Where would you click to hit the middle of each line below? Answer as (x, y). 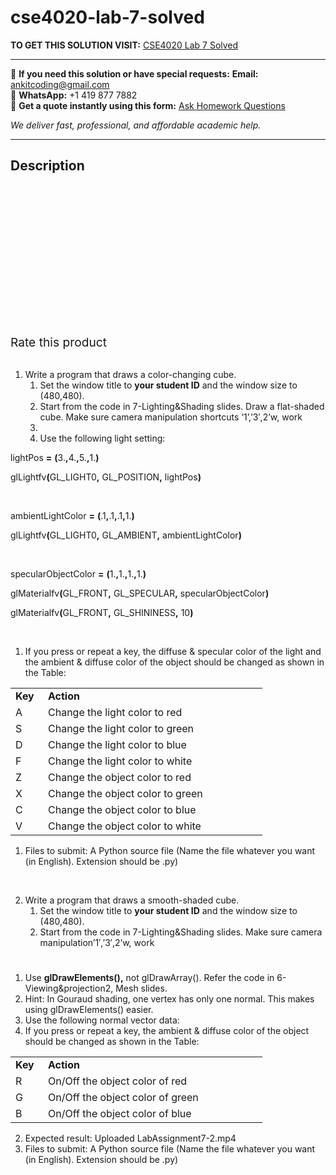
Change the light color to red (115, 712)
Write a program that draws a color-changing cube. (130, 374)
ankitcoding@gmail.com (60, 84)
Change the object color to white (125, 826)
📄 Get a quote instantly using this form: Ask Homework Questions (148, 105)
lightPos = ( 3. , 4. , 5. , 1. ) (55, 457)
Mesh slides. (141, 988)
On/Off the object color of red (118, 1081)
